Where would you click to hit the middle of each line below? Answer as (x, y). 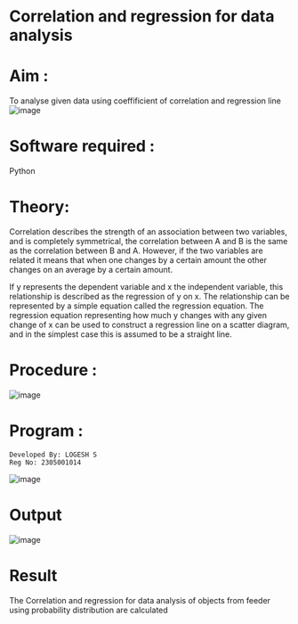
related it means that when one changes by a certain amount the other (138, 260)
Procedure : (53, 370)
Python (22, 171)
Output (36, 515)
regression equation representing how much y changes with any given (138, 315)
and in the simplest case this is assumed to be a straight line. (121, 334)
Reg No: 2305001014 (45, 462)
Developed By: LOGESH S (53, 455)
